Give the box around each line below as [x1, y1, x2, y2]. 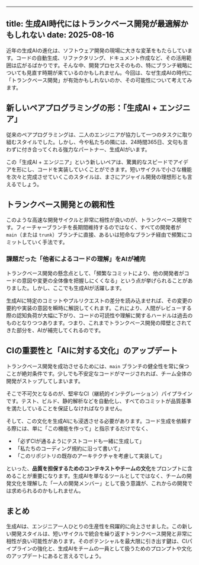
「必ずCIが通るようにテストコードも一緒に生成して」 [14, 437, 145, 445]
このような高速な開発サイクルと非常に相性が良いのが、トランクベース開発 [6, 216, 188, 224]
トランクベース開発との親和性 [6, 200, 115, 210]
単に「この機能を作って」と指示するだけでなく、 [31, 424, 152, 432]
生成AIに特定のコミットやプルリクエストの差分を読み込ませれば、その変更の [6, 297, 192, 304]
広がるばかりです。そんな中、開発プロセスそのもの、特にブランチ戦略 [16, 62, 188, 69]
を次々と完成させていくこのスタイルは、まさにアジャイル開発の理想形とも [6, 173, 188, 180]
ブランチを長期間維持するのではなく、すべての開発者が [46, 224, 181, 231]
